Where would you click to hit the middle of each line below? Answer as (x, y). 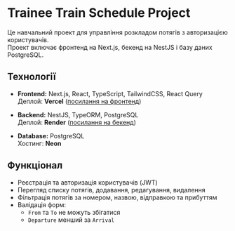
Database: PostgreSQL (51, 136)
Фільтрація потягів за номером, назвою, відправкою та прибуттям (117, 197)
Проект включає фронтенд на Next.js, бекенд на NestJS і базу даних (110, 47)
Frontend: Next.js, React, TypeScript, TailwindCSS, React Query (110, 93)
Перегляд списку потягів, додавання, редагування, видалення (111, 190)
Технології (32, 77)
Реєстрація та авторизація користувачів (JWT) (87, 182)
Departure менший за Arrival (71, 220)
